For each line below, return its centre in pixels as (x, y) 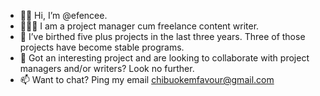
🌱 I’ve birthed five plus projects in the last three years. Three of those (162, 36)
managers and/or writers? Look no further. (107, 68)
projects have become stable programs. (102, 47)
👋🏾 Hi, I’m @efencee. (63, 15)
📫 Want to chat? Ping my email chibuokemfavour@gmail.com (147, 79)
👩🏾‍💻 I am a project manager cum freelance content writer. (139, 26)
